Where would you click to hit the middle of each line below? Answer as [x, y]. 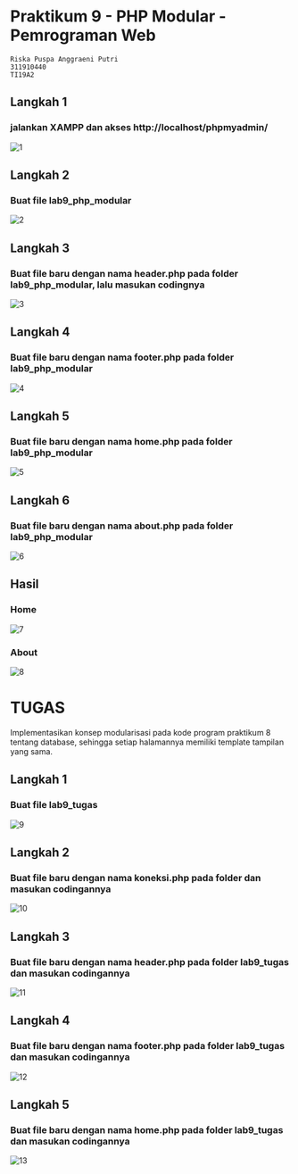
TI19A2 [22, 75]
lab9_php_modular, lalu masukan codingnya [108, 285]
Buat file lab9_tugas [54, 805]
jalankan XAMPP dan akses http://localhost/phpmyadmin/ [139, 128]
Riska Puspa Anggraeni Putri [64, 59]
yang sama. [31, 751]
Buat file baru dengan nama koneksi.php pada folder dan [136, 878]
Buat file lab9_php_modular [71, 200]
